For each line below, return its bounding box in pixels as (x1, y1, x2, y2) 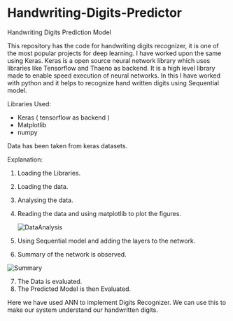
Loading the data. (17, 182, 69, 190)
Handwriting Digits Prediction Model (7, 28, 112, 36)
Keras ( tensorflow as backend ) (17, 113, 110, 122)
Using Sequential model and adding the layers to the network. (17, 236, 196, 245)
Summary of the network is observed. (17, 250, 127, 258)
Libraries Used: (7, 99, 51, 108)
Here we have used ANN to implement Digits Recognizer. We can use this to (7, 298, 226, 306)
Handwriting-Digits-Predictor (7, 5, 182, 21)
